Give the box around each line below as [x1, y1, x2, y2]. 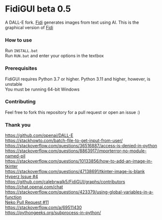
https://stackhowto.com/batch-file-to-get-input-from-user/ [5, 138, 123, 143]
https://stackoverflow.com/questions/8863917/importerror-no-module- [5, 148, 147, 154]
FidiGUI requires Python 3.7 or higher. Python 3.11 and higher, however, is [5, 76, 151, 82]
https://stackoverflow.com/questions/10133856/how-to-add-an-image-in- [5, 158, 153, 164]
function [5, 194, 22, 200]
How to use [5, 36, 32, 43]
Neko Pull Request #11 [5, 200, 49, 205]
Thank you [5, 121, 30, 128]
